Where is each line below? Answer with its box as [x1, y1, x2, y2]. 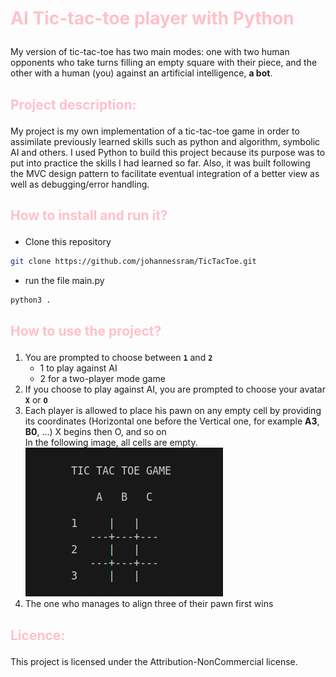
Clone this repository [24, 235, 112, 247]
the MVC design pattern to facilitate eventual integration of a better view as [10, 167, 320, 179]
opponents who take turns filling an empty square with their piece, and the [10, 57, 318, 69]
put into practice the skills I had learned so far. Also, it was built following [10, 157, 311, 169]
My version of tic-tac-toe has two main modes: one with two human [10, 46, 290, 58]
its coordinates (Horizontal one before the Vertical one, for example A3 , [24, 415, 320, 427]
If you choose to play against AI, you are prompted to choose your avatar [24, 383, 326, 396]
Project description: [10, 96, 137, 113]
